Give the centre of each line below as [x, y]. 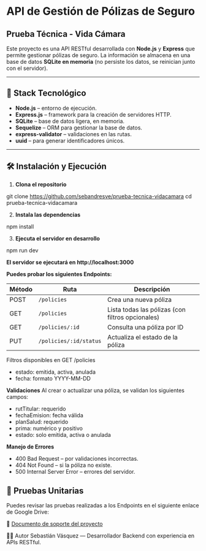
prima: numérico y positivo [49, 428]
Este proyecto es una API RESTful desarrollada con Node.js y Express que [101, 48]
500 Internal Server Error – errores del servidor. [75, 471]
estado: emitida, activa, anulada [55, 372]
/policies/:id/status [70, 341]
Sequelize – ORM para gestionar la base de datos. [79, 128]
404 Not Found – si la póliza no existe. [63, 465]
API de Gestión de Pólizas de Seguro [101, 11]
